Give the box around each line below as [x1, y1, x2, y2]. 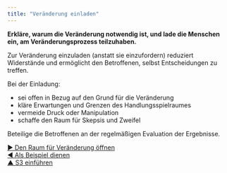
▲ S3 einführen [7, 158, 53, 167]
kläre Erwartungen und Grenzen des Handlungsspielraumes [17, 100, 192, 109]
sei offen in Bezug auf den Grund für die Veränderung [17, 93, 174, 102]
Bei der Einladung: [7, 79, 61, 88]
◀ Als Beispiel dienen [7, 150, 70, 159]
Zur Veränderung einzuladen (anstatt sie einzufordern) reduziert [7, 51, 194, 59]
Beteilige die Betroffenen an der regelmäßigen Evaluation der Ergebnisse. [7, 129, 221, 138]
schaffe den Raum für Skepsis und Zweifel [17, 116, 141, 124]
